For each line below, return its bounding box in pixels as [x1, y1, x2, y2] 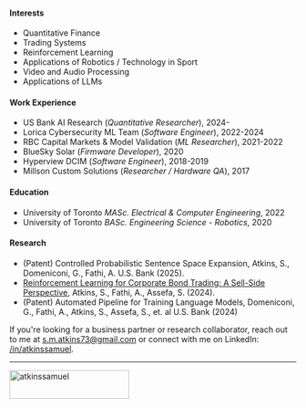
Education [9, 187, 49, 197]
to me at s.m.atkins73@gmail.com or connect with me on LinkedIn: [9, 333, 260, 344]
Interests [9, 7, 45, 18]
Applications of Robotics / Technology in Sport [22, 57, 199, 68]
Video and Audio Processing [22, 67, 130, 78]
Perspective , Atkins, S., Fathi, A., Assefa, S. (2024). [22, 287, 216, 298]
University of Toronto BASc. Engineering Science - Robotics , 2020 [22, 216, 272, 227]
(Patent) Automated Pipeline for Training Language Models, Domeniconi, [22, 297, 295, 308]
